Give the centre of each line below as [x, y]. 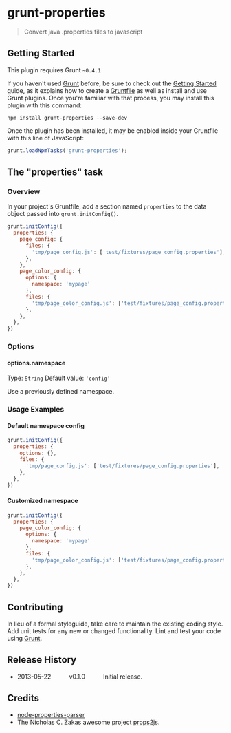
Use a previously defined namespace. [61, 392]
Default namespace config [46, 425]
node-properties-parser [51, 714]
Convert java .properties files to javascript [83, 32]
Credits [23, 698]
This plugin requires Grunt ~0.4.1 [54, 70]
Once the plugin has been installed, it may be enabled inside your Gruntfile [113, 130]
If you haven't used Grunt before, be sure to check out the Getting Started [112, 83]
